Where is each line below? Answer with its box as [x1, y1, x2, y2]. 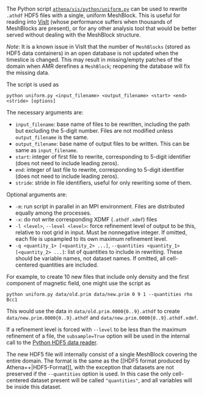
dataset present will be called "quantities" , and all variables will [30, 377, 192, 384]
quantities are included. [39, 261, 99, 268]
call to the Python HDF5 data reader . [6, 339, 98, 346]
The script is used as [6, 81, 59, 88]
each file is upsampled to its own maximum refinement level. [15, 235, 168, 242]
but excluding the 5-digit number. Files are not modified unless [15, 127, 173, 134]
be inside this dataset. [6, 383, 62, 390]
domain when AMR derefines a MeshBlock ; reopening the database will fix [6, 62, 191, 70]
